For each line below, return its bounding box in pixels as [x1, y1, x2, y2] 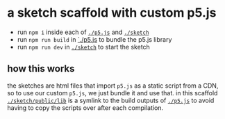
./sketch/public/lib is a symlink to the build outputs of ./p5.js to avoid [7, 96, 215, 104]
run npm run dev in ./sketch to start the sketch [17, 42, 151, 51]
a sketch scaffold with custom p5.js [7, 5, 217, 21]
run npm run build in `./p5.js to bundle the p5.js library [17, 35, 172, 43]
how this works [7, 63, 75, 74]
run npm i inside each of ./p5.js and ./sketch [17, 28, 149, 36]
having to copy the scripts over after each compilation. [7, 103, 164, 112]
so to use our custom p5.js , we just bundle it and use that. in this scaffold [7, 88, 218, 97]
